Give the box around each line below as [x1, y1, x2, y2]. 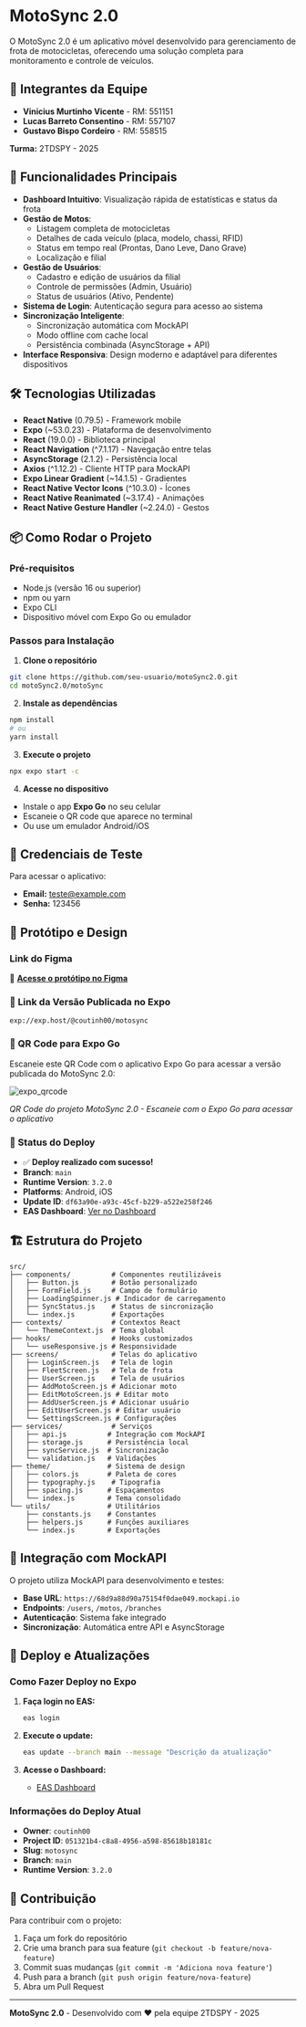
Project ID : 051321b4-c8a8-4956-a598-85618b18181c [22, 1835, 212, 1846]
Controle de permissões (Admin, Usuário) [36, 280, 193, 292]
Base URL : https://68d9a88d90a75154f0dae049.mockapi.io [22, 1592, 240, 1603]
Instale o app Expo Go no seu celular [22, 801, 161, 812]
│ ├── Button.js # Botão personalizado [9, 1277, 198, 1287]
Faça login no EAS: [22, 1696, 96, 1707]
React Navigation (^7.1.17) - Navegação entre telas [22, 444, 212, 455]
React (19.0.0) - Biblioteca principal [22, 435, 156, 446]
